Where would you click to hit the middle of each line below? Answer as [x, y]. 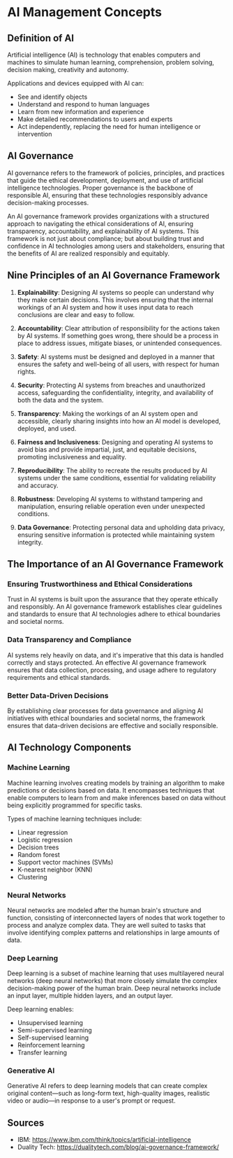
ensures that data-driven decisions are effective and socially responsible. [113, 725]
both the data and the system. [60, 400]
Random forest [39, 854]
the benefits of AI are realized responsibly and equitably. [88, 253]
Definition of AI [41, 38]
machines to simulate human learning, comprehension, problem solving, [111, 62]
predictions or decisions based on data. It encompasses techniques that [111, 790]
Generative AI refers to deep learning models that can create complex [107, 1086]
